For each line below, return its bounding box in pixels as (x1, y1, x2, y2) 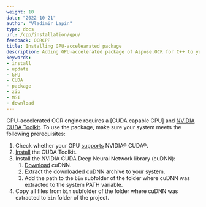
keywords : (6, 55, 32, 61)
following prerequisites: (6, 130, 66, 137)
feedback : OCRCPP (6, 37, 51, 43)
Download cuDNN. (24, 161, 72, 168)
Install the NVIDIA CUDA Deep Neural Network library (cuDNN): (15, 154, 176, 162)
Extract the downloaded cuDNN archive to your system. (24, 168, 166, 175)
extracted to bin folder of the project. (15, 194, 109, 201)
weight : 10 (6, 9, 34, 15)
